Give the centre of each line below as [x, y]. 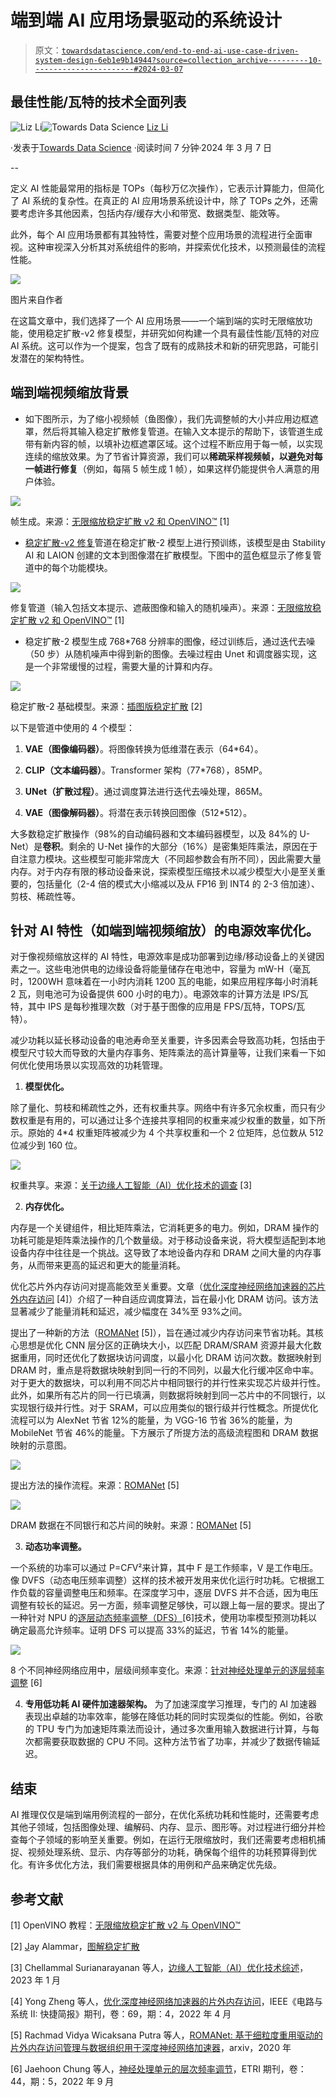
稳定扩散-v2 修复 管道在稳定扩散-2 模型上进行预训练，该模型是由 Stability [175, 542]
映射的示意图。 [41, 1445]
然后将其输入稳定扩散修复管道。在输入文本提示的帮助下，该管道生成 [182, 431]
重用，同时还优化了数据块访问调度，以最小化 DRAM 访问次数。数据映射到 [170, 1358]
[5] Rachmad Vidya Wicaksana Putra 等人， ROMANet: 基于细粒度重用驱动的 [166, 2035]
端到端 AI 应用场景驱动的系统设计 [146, 20]
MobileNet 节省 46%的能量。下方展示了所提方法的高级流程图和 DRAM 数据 [164, 1433]
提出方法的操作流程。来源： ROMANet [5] [95, 1485]
